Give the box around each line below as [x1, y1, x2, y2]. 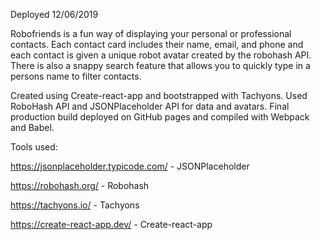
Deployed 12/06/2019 [10, 9, 99, 20]
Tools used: [10, 141, 58, 153]
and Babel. [10, 122, 55, 133]
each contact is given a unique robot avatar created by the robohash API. [10, 49, 312, 61]
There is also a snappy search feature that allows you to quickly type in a [10, 60, 311, 71]
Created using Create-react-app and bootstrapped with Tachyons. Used [10, 90, 308, 101]
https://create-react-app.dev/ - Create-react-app [10, 219, 213, 230]
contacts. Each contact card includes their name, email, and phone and [10, 39, 304, 50]
